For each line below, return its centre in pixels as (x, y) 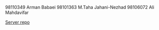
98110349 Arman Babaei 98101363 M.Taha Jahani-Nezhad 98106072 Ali (80, 7)
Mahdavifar (17, 12)
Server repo (18, 22)
